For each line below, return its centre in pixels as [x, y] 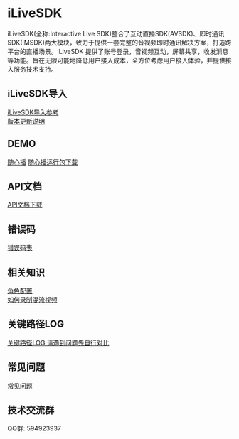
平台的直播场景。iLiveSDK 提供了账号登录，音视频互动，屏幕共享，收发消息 [118, 51]
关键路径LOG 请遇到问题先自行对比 [58, 342]
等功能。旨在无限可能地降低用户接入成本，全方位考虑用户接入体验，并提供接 [119, 60]
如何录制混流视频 [32, 299]
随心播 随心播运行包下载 [43, 162]
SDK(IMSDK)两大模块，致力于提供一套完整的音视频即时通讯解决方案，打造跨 [119, 42]
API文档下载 [25, 205]
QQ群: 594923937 [34, 428]
